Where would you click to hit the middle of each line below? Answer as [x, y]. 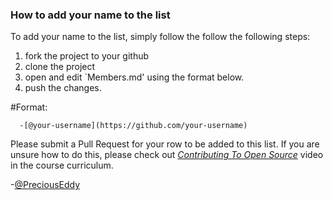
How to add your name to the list [90, 15]
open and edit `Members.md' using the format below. [134, 77]
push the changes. [63, 88]
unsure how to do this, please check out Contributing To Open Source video [167, 155]
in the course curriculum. [62, 165]
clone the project [60, 67]
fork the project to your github [87, 56]
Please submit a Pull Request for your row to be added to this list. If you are [165, 144]
